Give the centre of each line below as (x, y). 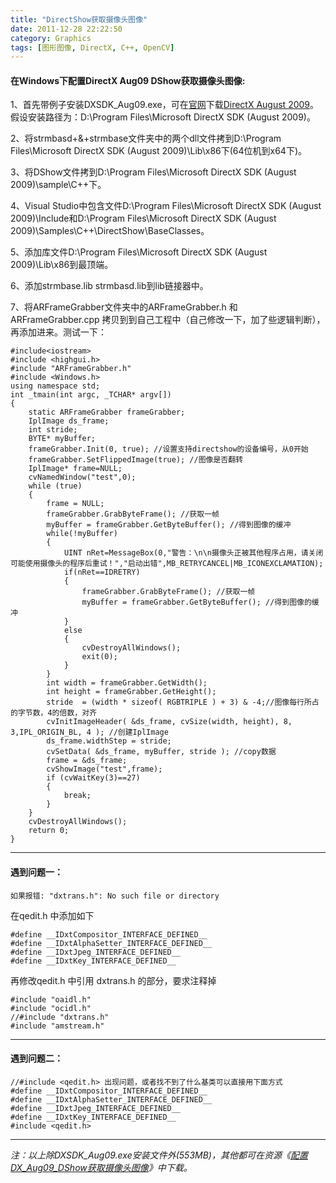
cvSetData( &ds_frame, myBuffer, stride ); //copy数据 (161, 752)
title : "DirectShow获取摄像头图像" (79, 19)
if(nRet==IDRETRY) (102, 572)
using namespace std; (55, 386)
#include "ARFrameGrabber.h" (71, 369)
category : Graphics (51, 38)
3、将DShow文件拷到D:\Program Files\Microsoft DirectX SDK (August (153, 172)
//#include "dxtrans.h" (60, 1017)
